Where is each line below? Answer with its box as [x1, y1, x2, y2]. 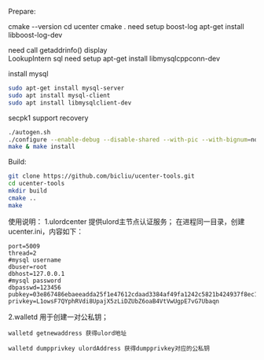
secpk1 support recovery [8, 113, 89, 123]
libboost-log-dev [8, 31, 63, 39]
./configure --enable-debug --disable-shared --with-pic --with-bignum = [8, 135, 251, 144]
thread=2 [8, 249, 37, 257]
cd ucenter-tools [8, 180, 65, 188]
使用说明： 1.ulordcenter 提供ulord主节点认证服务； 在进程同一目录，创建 [8, 216, 245, 226]
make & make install [8, 143, 76, 151]
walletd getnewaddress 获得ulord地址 [8, 329, 127, 337]
